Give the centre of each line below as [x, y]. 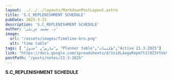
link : [11, 53]
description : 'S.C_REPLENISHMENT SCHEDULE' [52, 24]
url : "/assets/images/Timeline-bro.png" [53, 39]
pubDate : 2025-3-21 [26, 19]
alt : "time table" [30, 44]
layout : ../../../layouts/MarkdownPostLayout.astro [61, 10]
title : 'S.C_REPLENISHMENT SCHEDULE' [46, 15]
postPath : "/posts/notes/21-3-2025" [44, 58]
